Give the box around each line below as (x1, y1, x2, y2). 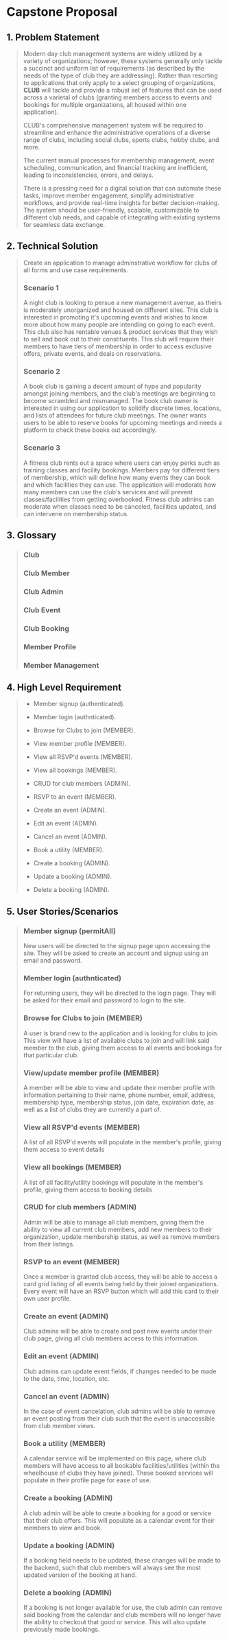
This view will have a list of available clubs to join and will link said (23, 1036, 210, 1044)
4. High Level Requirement (6, 682, 121, 693)
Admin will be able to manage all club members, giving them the (23, 1218, 204, 1226)
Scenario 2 (23, 367, 60, 376)
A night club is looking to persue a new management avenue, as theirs (23, 299, 222, 307)
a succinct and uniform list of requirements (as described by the (23, 64, 205, 72)
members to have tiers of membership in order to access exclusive (23, 342, 212, 350)
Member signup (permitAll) (23, 926, 116, 936)
